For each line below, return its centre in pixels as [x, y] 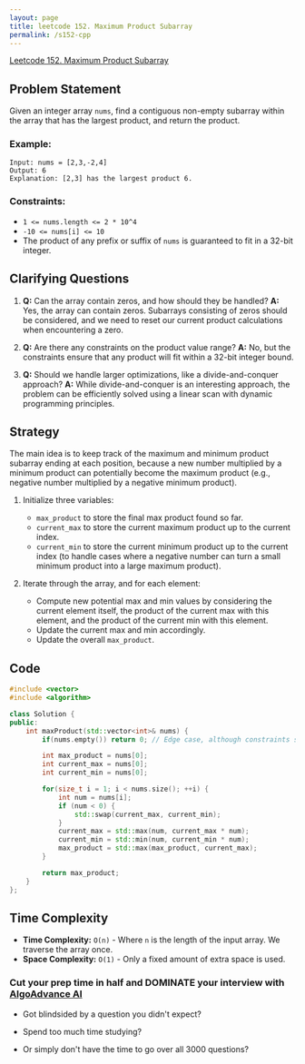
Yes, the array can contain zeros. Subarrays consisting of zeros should [155, 310]
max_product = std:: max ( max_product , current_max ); [157, 848]
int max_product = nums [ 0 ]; [95, 756]
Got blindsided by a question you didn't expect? [112, 1014]
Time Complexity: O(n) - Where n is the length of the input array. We [151, 940]
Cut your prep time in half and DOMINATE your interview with [147, 983]
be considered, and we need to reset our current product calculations [152, 320]
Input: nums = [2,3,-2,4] [58, 163]
